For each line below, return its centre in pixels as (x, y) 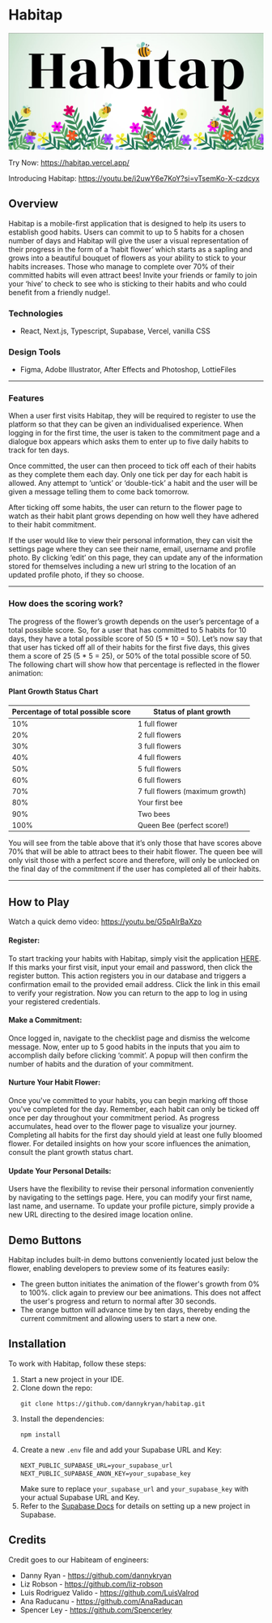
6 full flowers (159, 779)
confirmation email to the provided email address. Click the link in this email (134, 984)
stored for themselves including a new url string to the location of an (122, 566)
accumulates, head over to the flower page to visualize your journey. (123, 1126)
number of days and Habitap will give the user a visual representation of (129, 240)
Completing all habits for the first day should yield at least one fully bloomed (136, 1135)
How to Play (39, 902)
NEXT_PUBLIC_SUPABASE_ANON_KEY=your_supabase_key (106, 1474)
